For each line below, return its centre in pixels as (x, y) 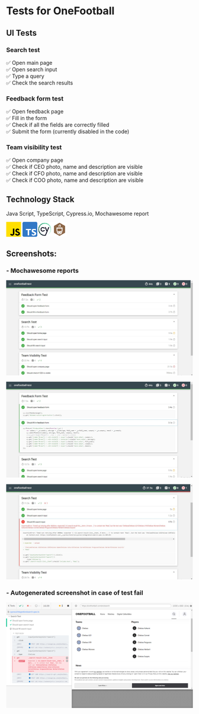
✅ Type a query (25, 76)
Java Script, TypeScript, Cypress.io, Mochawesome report (78, 214)
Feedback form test (35, 98)
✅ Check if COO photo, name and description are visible (75, 180)
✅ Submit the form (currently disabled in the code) (68, 131)
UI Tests (22, 33)
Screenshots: (32, 254)
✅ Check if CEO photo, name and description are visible (75, 167)
